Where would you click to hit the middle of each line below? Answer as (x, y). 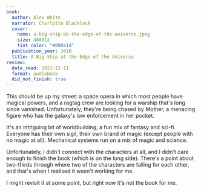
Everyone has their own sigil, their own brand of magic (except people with (100, 134)
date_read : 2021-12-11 (40, 68)
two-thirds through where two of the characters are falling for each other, (98, 165)
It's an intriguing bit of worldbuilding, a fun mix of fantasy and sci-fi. (91, 127)
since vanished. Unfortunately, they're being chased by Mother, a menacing (101, 109)
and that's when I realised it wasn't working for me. (70, 171)
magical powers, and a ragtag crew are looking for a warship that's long (96, 103)
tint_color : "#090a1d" (46, 46)
